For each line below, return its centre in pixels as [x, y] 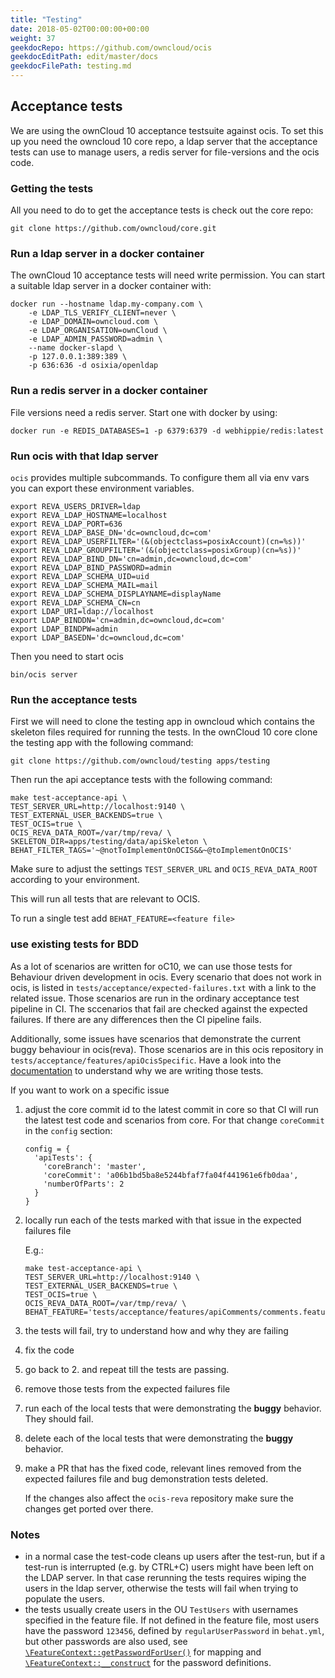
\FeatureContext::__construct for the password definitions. [148, 1662]
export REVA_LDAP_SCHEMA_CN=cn [75, 603]
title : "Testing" [46, 19]
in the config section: [68, 1130]
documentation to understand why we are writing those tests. [137, 1070]
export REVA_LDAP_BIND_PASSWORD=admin [91, 568]
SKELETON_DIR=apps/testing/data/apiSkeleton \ [109, 842]
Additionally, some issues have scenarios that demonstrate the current [156, 1038]
